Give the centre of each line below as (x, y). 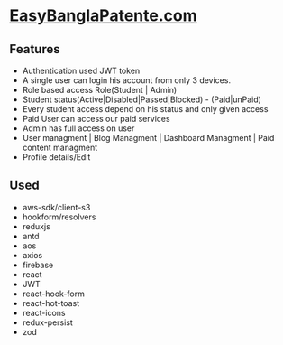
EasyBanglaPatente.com (103, 16)
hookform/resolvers (59, 217)
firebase (38, 265)
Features (35, 49)
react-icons (44, 312)
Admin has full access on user (78, 128)
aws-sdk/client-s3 (56, 207)
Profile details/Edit (56, 157)
